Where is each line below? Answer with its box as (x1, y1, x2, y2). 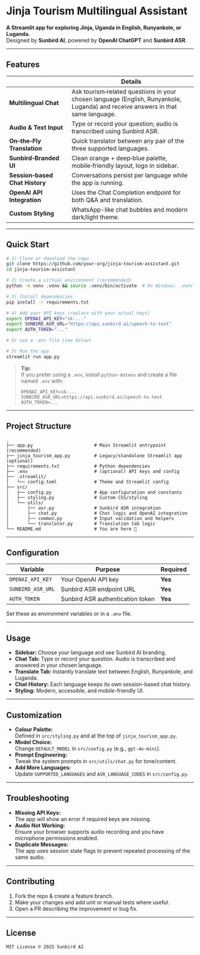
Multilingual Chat (9, 99, 60, 107)
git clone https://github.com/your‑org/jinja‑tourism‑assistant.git (6, 261, 180, 267)
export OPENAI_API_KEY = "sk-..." (6, 316, 86, 322)
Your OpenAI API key (60, 576, 119, 584)
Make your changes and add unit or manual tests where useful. (14, 898, 170, 906)
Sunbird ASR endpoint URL (60, 585, 136, 593)
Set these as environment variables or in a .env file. (6, 610, 132, 617)
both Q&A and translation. (71, 195, 143, 204)
